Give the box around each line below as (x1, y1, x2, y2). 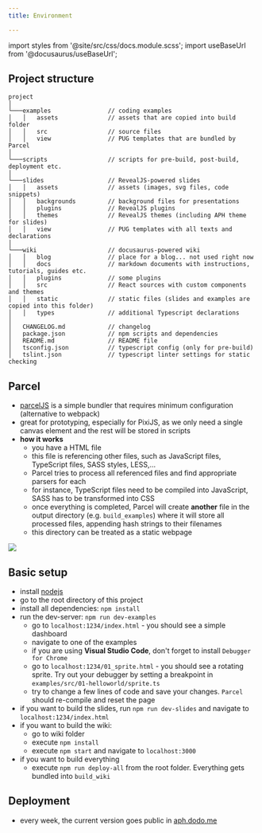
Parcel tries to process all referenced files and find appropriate (31, 468, 237, 478)
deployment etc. (8, 162, 62, 171)
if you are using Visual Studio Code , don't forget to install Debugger (31, 646, 252, 655)
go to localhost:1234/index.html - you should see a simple (31, 620, 226, 630)
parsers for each (31, 477, 87, 487)
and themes (8, 288, 44, 296)
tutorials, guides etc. (8, 268, 87, 276)
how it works (19, 435, 64, 444)
